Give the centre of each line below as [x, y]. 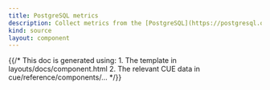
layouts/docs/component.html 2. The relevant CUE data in [104, 69]
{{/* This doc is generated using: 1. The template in [92, 61]
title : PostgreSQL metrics [53, 16]
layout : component [39, 38]
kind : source [30, 30]
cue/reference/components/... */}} [65, 77]
